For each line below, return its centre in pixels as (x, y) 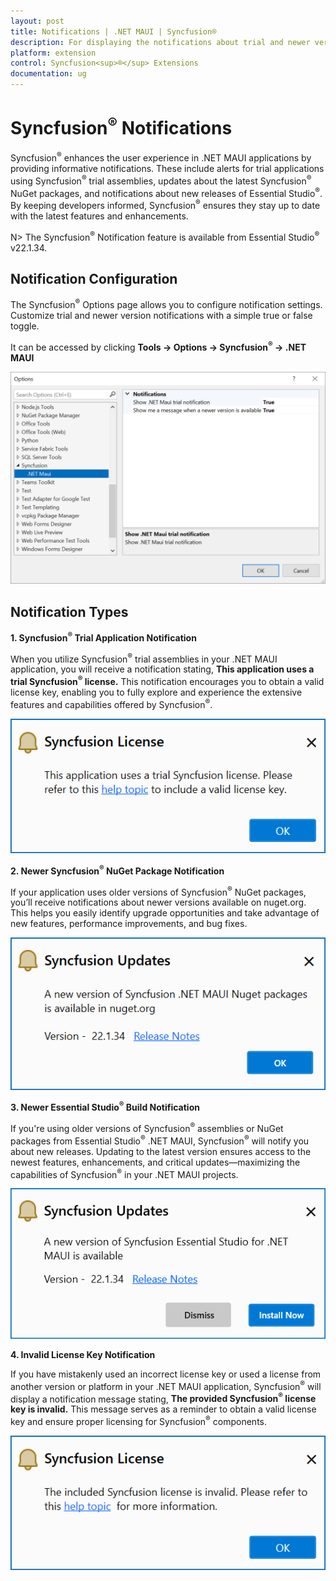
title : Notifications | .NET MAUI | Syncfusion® (113, 31)
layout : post (37, 21)
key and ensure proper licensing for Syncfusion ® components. (138, 1421)
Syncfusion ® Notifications (121, 126)
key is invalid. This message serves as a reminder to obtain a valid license (163, 1409)
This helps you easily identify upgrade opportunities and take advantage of (165, 913)
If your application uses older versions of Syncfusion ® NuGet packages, (158, 891)
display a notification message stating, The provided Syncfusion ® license (163, 1398)
